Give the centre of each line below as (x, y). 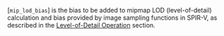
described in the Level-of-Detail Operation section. (81, 25)
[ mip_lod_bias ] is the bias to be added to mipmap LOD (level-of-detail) (110, 10)
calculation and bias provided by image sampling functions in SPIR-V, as (112, 18)
